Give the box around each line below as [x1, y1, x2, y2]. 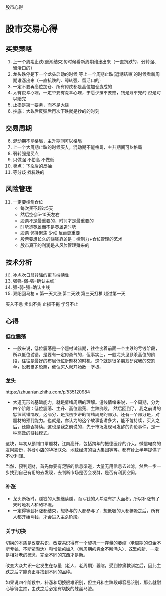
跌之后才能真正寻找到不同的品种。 [5, 569, 75, 575]
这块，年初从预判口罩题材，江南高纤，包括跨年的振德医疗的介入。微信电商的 [5, 441, 161, 447]
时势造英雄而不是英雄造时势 [20, 224, 77, 229]
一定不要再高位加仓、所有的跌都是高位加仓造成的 [12, 84, 112, 89]
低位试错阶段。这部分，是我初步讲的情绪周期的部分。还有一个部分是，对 [12, 412, 160, 417]
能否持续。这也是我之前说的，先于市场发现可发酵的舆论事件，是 [26, 424, 156, 430]
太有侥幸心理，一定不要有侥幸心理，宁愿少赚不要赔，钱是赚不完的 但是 [12, 90, 157, 95]
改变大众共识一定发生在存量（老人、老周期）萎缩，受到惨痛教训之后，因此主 [5, 563, 161, 569]
